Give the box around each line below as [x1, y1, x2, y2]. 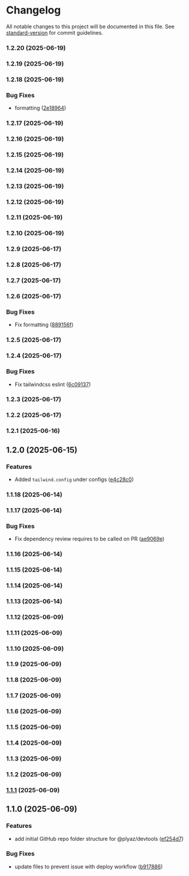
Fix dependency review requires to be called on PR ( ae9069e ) [14, 535, 165, 543]
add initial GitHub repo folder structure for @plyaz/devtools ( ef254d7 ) [14, 835, 184, 842]
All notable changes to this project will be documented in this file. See [6, 23, 175, 30]
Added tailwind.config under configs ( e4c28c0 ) [14, 476, 134, 483]
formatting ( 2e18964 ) [14, 104, 66, 111]
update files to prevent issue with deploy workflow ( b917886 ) [14, 863, 163, 870]
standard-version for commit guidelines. [6, 29, 103, 36]
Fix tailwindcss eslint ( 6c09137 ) [14, 381, 91, 388]
